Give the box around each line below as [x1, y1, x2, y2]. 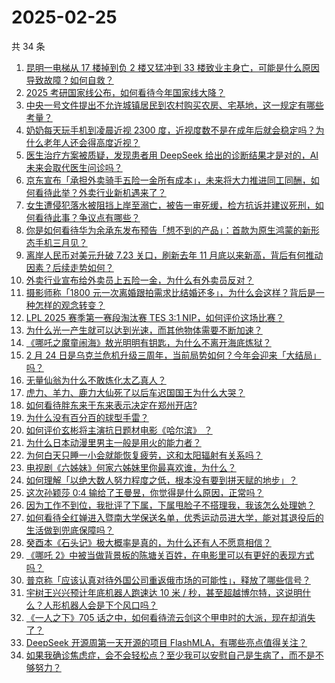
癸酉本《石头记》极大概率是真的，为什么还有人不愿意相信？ [25, 536, 272, 548]
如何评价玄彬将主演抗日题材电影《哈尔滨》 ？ [25, 424, 213, 436]
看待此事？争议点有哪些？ [34, 211, 141, 223]
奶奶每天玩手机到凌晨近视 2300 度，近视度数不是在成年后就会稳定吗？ [25, 124, 316, 136]
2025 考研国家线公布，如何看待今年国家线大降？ [25, 86, 226, 98]
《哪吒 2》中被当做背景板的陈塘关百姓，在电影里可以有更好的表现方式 [25, 549, 315, 561]
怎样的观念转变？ [34, 299, 106, 311]
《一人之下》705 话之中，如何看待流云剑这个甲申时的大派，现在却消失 [25, 611, 316, 623]
